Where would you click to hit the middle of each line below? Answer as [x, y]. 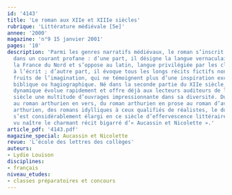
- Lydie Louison [30, 155]
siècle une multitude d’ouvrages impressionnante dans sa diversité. [115, 98]
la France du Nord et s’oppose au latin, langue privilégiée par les [115, 65]
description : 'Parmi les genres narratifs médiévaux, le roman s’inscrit [116, 53]
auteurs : [20, 149]
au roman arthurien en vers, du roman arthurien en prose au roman [113, 104]
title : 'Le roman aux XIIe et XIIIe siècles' [74, 20]
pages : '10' [24, 46]
